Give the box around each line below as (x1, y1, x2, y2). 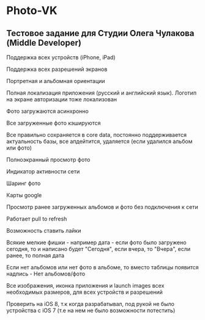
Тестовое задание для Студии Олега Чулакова (6, 28, 195, 38)
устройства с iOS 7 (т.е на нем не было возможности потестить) (6, 307, 176, 314)
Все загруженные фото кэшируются (6, 120, 101, 126)
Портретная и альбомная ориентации (6, 78, 105, 84)
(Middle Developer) (6, 37, 81, 48)
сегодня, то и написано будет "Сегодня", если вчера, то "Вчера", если (6, 245, 191, 252)
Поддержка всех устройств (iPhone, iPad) (6, 54, 116, 61)
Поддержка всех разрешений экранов (6, 65, 108, 73)
